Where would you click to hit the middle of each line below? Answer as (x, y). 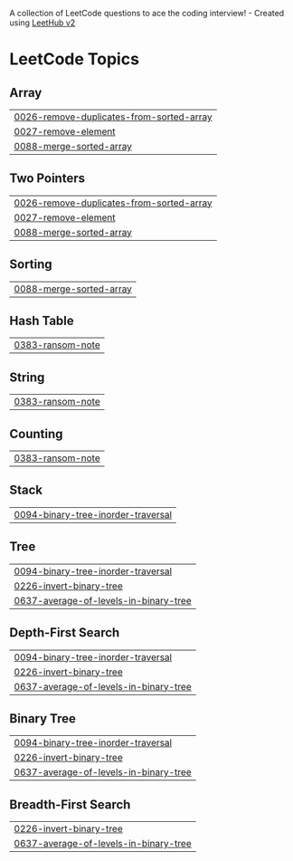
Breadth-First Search (70, 804)
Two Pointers (47, 179)
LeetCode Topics (75, 59)
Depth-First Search (65, 633)
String (27, 377)
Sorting (31, 265)
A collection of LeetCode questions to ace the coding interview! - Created (147, 13)
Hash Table (42, 321)
